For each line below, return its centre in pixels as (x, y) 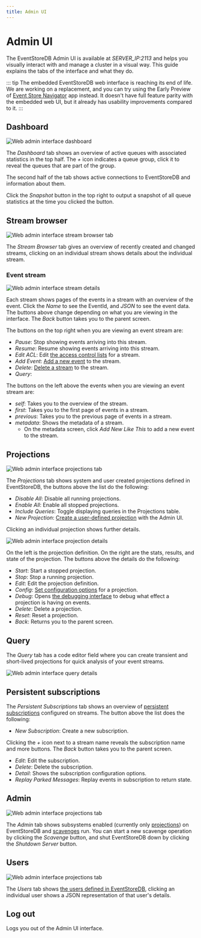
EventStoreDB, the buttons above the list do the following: (77, 487)
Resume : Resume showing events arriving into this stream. (87, 348)
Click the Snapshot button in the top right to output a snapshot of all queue (99, 195)
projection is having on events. (53, 603)
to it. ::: (15, 108)
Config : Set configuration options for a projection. (76, 590)
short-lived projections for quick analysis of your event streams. (85, 662)
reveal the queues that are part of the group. (61, 166)
